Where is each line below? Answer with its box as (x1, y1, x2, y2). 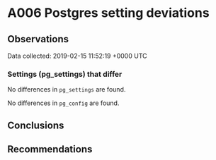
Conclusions (7, 119, 64, 131)
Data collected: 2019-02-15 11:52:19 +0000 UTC (7, 51, 147, 60)
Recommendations (7, 143, 93, 156)
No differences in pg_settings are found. (7, 85, 126, 94)
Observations (7, 33, 69, 45)
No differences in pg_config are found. (7, 99, 120, 107)
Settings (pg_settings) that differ (7, 69, 123, 79)
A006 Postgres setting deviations (7, 5, 210, 21)
